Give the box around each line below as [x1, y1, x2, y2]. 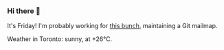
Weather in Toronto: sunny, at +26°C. [7, 35, 113, 43]
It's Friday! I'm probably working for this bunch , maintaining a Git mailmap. [7, 22, 218, 30]
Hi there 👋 [7, 6, 41, 16]
